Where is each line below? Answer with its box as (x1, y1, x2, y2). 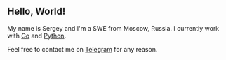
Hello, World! (7, 6, 66, 17)
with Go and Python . (7, 31, 67, 40)
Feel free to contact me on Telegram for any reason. (7, 45, 158, 53)
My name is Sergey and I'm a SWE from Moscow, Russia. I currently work (7, 24, 220, 32)
